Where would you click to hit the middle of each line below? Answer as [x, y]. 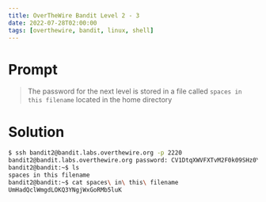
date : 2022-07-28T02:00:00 [53, 23]
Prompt [33, 69]
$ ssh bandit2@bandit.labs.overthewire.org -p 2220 [95, 153]
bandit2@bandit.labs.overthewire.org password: [88, 160]
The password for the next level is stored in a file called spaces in [135, 91]
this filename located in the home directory [100, 100]
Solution [36, 132]
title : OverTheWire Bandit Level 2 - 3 [74, 15]
